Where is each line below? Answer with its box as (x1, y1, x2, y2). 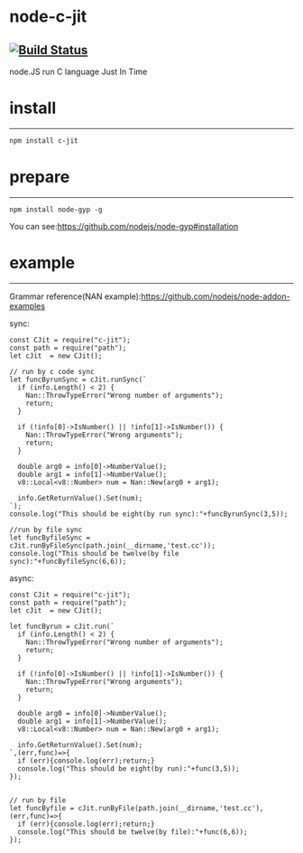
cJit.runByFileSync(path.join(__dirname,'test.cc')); (9, 540, 216, 550)
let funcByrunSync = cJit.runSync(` (9, 375, 147, 384)
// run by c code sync (9, 367, 95, 376)
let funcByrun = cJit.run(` (9, 622, 115, 631)
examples (9, 300, 46, 311)
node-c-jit (9, 6, 87, 27)
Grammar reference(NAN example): (9, 291, 142, 302)
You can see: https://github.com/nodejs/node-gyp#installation (9, 220, 239, 231)
